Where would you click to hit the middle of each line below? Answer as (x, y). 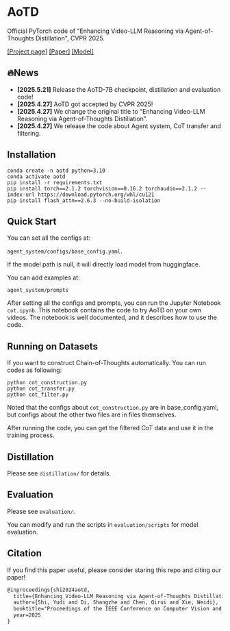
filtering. (29, 133)
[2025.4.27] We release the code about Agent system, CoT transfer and (119, 126)
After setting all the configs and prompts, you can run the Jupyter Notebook (114, 303)
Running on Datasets (52, 346)
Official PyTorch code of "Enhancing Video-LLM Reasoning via (95, 31)
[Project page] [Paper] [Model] (51, 51)
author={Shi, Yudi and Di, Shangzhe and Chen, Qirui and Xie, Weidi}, (116, 603)
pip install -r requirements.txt (55, 182)
